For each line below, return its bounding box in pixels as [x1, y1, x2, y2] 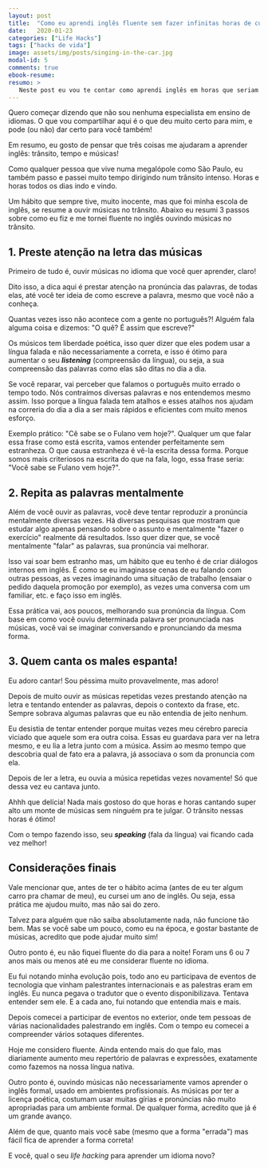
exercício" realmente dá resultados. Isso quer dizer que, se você [8, 533, 220, 542]
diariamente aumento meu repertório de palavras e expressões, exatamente [8, 1053, 258, 1063]
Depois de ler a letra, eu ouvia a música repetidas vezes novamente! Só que [8, 773, 258, 783]
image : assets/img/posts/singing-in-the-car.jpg [8, 49, 173, 57]
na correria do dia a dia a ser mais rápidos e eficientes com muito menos [8, 405, 248, 415]
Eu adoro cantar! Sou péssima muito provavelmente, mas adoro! [8, 676, 219, 685]
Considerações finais [8, 861, 117, 875]
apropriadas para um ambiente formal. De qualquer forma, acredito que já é [8, 1102, 257, 1112]
